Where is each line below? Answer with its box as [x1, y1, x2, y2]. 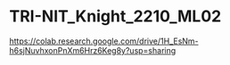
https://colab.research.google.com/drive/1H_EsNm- [9, 36, 199, 46]
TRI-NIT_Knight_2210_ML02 [9, 6, 222, 27]
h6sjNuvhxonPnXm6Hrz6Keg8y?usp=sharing [9, 45, 177, 55]
